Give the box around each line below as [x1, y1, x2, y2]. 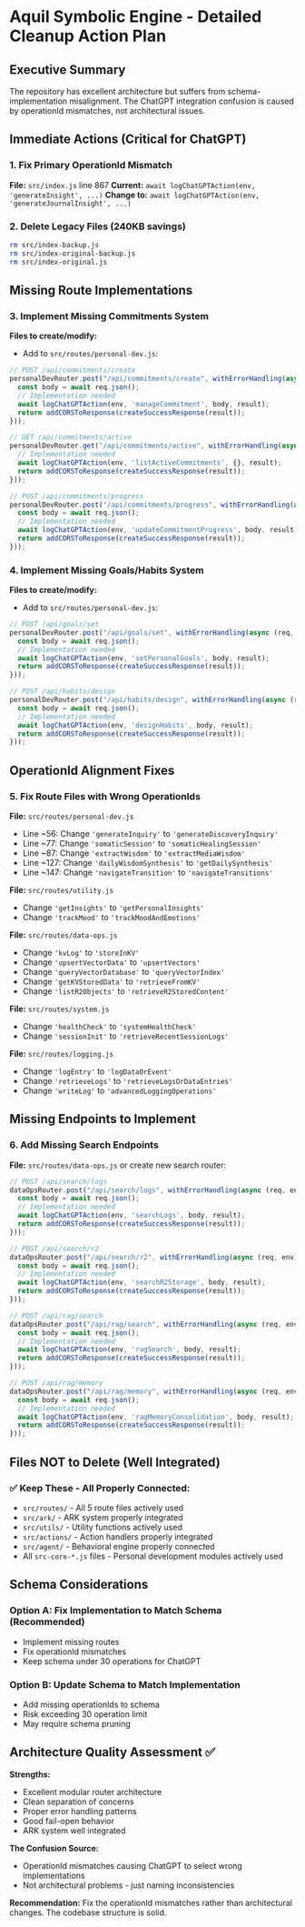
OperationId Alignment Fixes [9, 762, 175, 778]
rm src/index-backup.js [9, 240, 100, 249]
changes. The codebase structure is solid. [9, 1907, 167, 1918]
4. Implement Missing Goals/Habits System [9, 564, 204, 577]
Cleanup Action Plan [9, 25, 166, 46]
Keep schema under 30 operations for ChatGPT [22, 1655, 202, 1666]
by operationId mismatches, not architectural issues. [9, 105, 206, 115]
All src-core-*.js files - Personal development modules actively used [22, 1551, 284, 1561]
